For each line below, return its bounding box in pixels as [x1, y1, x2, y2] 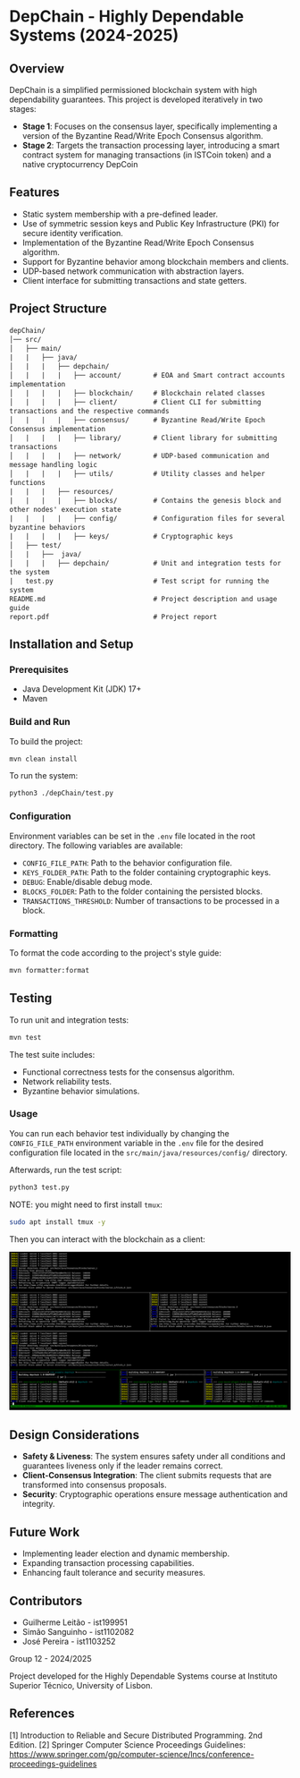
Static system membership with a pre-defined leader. [21, 208, 219, 219]
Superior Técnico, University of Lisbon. [9, 1680, 154, 1690]
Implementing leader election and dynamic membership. [21, 1548, 230, 1559]
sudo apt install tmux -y [9, 1217, 105, 1227]
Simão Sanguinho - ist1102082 [21, 1627, 135, 1637]
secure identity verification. [21, 227, 123, 238]
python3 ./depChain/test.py [9, 789, 114, 798]
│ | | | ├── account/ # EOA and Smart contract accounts [9, 370, 286, 379]
